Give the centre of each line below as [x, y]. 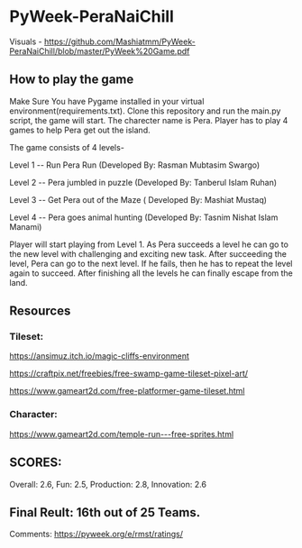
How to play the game [72, 80]
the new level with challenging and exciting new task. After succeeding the [148, 253]
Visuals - [26, 41]
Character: [34, 415]
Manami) [26, 226]
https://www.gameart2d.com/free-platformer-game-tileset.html [127, 391]
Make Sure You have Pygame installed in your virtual [107, 101]
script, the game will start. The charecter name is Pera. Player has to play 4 [149, 120]
